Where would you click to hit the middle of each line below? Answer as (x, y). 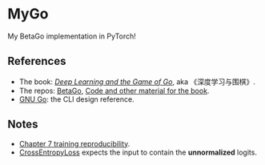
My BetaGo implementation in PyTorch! (72, 36)
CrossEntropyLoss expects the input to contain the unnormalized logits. (138, 152)
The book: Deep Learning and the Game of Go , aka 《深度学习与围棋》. (137, 82)
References (37, 61)
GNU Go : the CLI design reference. (76, 99)
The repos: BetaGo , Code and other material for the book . (114, 91)
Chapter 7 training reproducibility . (74, 143)
